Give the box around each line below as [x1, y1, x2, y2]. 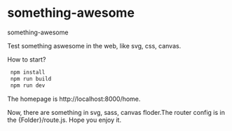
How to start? [7, 55, 46, 64]
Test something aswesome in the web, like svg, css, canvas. [7, 41, 182, 50]
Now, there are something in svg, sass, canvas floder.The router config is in [7, 108, 226, 116]
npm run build [10, 75, 52, 82]
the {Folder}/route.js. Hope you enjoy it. [7, 116, 121, 124]
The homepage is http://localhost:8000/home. [7, 95, 141, 103]
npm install [10, 69, 46, 76]
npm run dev [10, 82, 46, 89]
